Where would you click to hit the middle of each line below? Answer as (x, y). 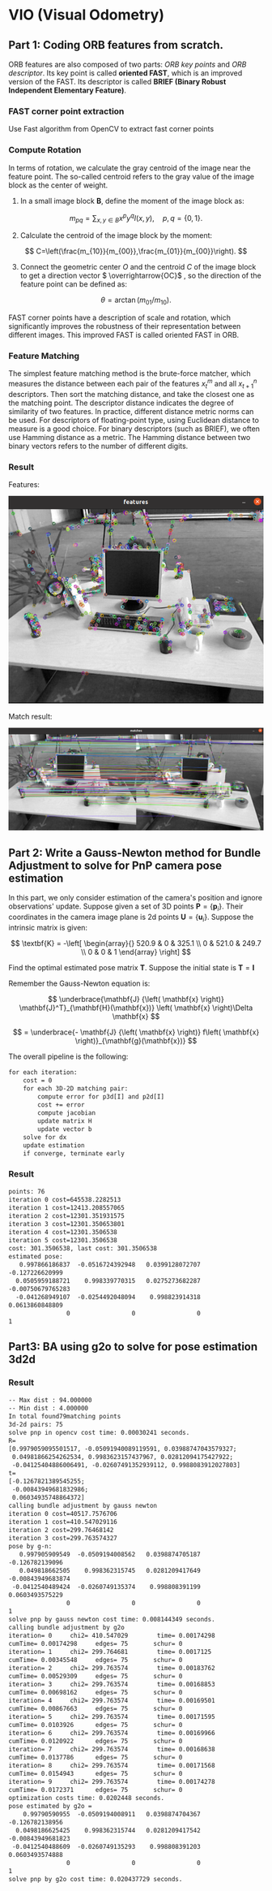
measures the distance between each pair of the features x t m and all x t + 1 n (133, 384)
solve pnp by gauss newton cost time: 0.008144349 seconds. (112, 1619)
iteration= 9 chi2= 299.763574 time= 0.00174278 (112, 1781)
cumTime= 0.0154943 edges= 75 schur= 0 (96, 1773)
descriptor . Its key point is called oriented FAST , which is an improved (125, 73)
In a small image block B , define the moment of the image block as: (132, 201)
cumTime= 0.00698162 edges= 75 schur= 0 (96, 1692)
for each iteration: (43, 1072)
